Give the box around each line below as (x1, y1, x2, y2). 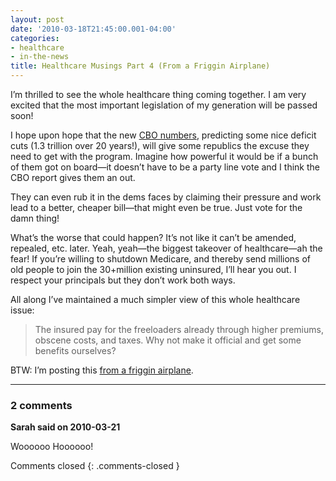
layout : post (10, 14, 65, 25)
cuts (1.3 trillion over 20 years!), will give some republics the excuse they (10, 140, 310, 151)
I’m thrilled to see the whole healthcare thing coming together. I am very (10, 89, 307, 100)
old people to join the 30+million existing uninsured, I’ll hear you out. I (10, 264, 297, 275)
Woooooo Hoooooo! (10, 441, 94, 453)
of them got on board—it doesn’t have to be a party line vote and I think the (10, 161, 320, 173)
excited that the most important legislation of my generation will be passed (10, 99, 318, 111)
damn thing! (10, 212, 60, 224)
